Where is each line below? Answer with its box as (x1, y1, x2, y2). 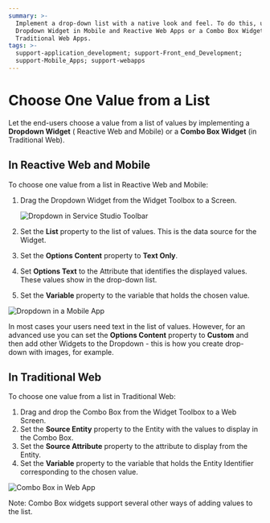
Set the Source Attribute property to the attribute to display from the (19, 442, 247, 451)
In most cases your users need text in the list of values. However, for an (8, 321, 246, 331)
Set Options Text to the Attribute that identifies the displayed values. (19, 266, 247, 276)
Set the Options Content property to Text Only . (19, 250, 178, 260)
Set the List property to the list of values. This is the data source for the (19, 226, 257, 236)
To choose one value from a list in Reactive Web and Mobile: (8, 179, 209, 189)
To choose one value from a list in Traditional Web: (8, 392, 176, 402)
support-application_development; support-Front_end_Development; (15, 49, 243, 57)
